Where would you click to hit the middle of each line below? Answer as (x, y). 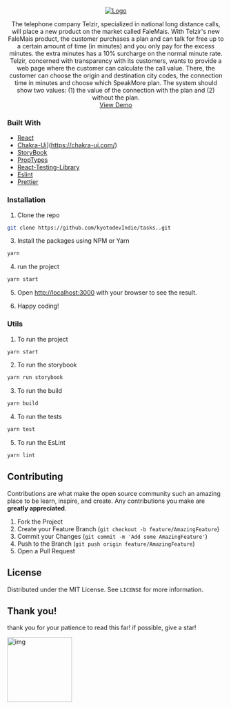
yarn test (21, 430)
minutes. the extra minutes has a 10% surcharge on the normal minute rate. (116, 53)
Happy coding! (38, 306)
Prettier (28, 182)
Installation (27, 200)
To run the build (39, 391)
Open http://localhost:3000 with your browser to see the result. (107, 293)
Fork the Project (40, 522)
